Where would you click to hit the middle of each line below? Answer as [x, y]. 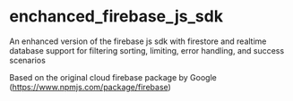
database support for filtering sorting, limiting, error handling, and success [147, 50]
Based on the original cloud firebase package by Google [113, 77]
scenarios [28, 60]
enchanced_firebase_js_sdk [116, 17]
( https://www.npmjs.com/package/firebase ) [90, 87]
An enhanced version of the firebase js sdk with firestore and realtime [138, 41]
